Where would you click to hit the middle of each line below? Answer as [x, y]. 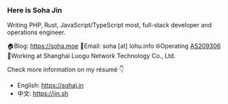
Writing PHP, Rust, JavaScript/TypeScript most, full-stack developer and [110, 25]
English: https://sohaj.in [50, 86]
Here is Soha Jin [35, 10]
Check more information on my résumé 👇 [66, 70]
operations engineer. [36, 32]
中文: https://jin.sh [43, 94]
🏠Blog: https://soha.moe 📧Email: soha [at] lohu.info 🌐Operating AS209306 [114, 46]
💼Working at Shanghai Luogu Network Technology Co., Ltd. [91, 56]
